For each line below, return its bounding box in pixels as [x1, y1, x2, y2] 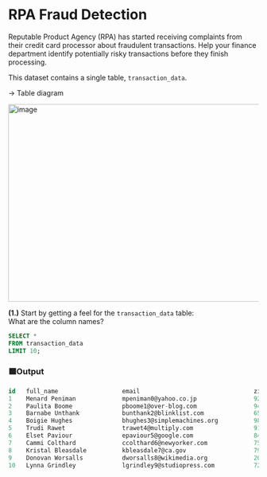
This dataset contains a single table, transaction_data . [8, 72, 188, 82]
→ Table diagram [8, 88, 64, 97]
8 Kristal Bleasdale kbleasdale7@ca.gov [8, 446, 187, 455]
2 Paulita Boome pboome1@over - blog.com [8, 402, 197, 410]
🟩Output [8, 366, 44, 377]
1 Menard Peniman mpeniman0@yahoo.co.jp [8, 394, 197, 403]
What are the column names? [8, 316, 105, 326]
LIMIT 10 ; [8, 346, 41, 355]
